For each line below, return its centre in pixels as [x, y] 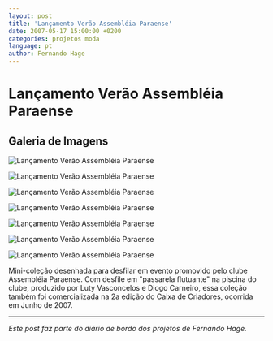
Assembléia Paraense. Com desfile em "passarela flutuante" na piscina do [133, 279]
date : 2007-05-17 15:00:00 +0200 [65, 31]
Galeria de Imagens [58, 141]
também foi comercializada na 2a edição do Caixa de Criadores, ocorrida [131, 296]
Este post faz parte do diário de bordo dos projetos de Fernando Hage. [128, 328]
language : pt [30, 46]
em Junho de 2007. [41, 305]
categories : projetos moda [54, 39]
